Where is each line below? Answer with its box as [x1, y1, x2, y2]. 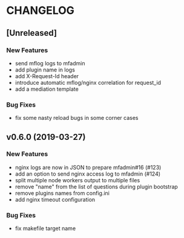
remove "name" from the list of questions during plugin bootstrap [15, 183, 179, 190]
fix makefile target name [15, 225, 76, 232]
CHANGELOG [6, 4, 74, 18]
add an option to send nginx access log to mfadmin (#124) [15, 170, 161, 177]
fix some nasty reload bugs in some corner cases [15, 114, 139, 122]
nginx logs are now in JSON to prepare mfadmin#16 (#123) [15, 164, 162, 171]
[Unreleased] [6, 28, 57, 38]
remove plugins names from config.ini [15, 189, 110, 197]
